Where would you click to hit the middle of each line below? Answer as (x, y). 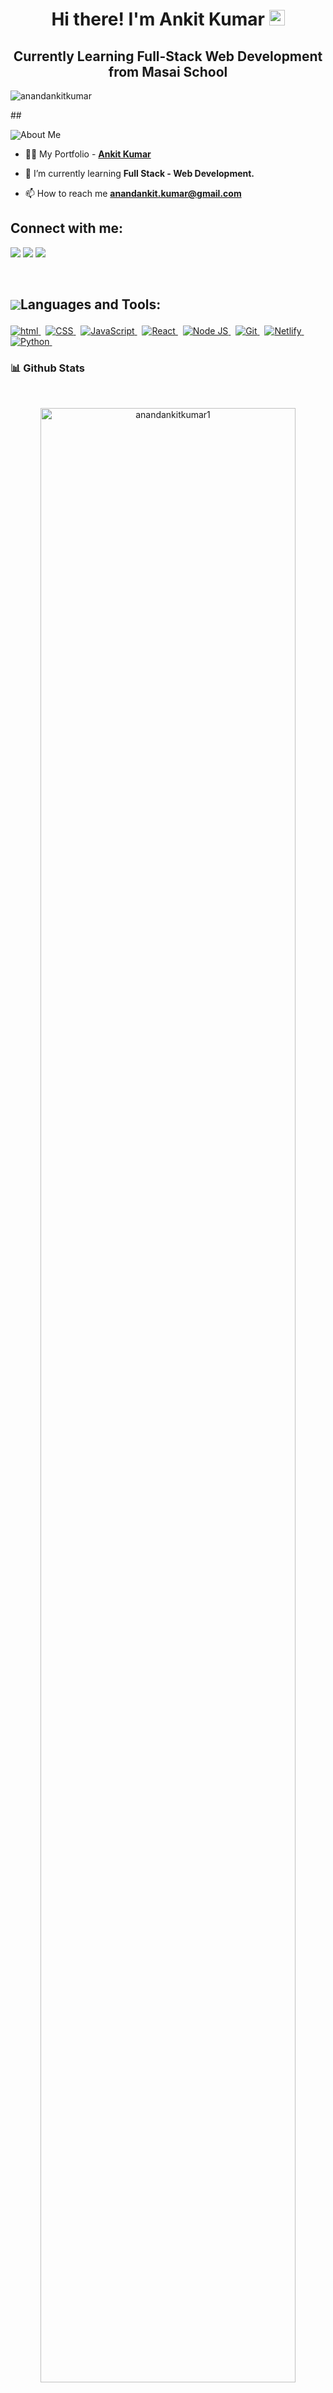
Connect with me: (67, 228)
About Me (41, 134)
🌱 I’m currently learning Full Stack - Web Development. (139, 173)
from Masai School (168, 71)
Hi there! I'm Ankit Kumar (158, 19)
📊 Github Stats (47, 368)
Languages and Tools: (91, 304)
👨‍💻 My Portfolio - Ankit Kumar (88, 154)
